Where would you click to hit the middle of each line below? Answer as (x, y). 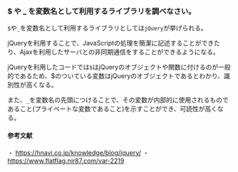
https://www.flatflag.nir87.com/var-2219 (66, 161)
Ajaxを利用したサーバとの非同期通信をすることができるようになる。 (119, 52)
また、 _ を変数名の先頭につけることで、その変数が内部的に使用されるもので (118, 100)
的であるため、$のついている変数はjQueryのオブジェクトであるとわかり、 (116, 76)
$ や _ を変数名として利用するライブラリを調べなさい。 (102, 11)
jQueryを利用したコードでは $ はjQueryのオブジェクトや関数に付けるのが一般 (119, 67)
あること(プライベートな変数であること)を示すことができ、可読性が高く (113, 109)
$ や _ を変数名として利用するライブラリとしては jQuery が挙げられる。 (108, 28)
